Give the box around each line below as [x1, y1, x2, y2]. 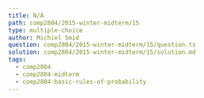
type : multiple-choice [8, 26, 83, 34]
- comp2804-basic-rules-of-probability [15, 77, 147, 85]
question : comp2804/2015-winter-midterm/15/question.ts [8, 41, 196, 49]
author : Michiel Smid [8, 33, 80, 42]
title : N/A [8, 11, 44, 20]
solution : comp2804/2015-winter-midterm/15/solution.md [8, 48, 196, 56]
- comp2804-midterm [15, 70, 80, 78]
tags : [8, 56, 26, 64]
